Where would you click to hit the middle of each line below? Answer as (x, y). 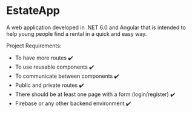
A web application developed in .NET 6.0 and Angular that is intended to (96, 27)
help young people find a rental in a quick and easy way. (77, 33)
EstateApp (33, 11)
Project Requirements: (34, 46)
